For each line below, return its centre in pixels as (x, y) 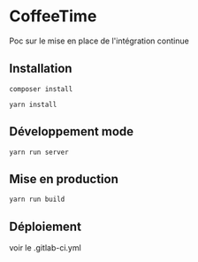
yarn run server (39, 152)
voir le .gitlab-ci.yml (45, 248)
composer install (41, 89)
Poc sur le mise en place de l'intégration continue (99, 41)
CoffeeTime (53, 16)
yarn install (33, 104)
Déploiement (46, 226)
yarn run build (37, 200)
